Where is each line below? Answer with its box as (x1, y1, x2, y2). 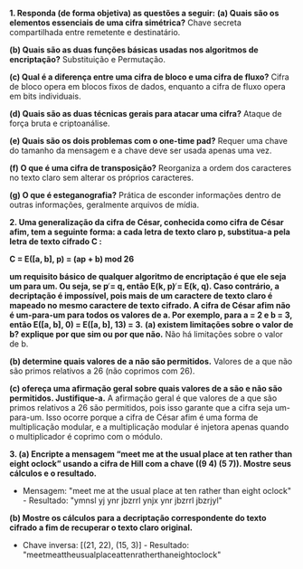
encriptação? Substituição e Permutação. (9, 54, 166, 64)
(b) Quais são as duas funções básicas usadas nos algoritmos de (9, 44, 260, 55)
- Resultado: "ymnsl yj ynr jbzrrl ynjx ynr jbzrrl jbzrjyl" (22, 495, 223, 506)
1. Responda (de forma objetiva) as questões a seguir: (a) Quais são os (9, 8, 279, 18)
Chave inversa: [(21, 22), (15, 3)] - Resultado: (22, 540, 190, 550)
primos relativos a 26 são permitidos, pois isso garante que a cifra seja (9, 403, 273, 413)
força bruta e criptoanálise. (9, 118, 110, 128)
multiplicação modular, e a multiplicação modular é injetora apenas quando (9, 422, 289, 432)
